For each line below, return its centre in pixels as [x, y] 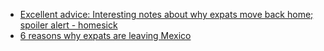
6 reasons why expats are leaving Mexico [105, 35]
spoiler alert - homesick [68, 25]
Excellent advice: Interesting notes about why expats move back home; [166, 14]
